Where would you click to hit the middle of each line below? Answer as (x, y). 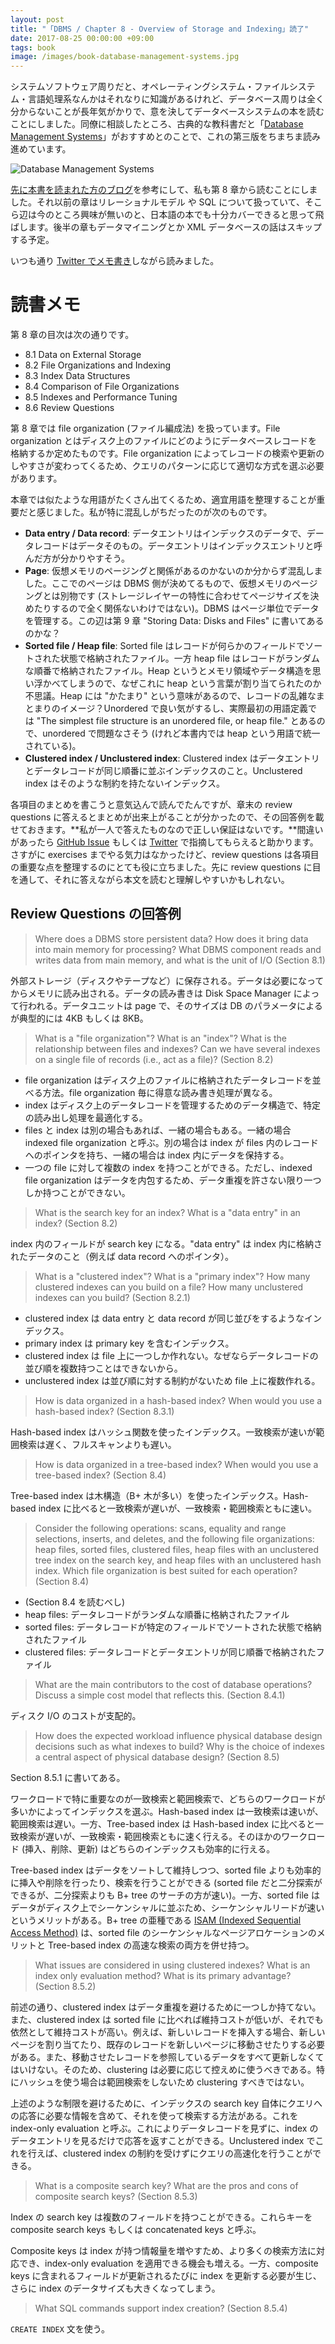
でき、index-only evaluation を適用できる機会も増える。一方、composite (168, 2263)
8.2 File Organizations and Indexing (98, 365)
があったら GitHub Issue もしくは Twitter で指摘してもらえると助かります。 (164, 842)
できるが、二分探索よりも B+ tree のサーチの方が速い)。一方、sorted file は (165, 1895)
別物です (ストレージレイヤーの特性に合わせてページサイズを (185, 596)
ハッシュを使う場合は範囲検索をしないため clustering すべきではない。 (164, 2082)
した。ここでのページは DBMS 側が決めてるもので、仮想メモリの (158, 583)
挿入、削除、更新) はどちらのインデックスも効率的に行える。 (150, 1848)
